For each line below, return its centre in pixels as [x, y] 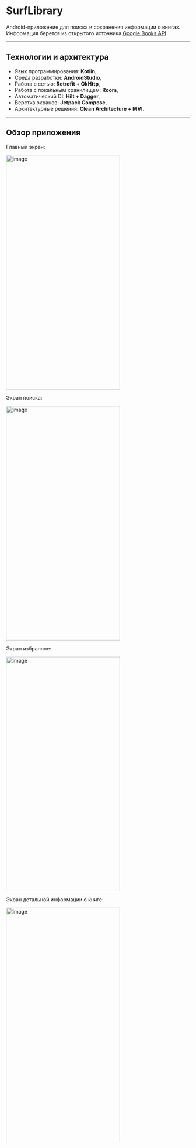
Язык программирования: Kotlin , [56, 71]
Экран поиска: [24, 397]
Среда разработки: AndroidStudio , [58, 77]
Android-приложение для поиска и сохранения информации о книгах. [93, 27]
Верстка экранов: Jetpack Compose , [61, 102]
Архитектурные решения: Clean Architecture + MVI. [79, 108]
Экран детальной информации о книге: [55, 899]
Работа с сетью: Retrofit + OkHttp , [57, 84]
